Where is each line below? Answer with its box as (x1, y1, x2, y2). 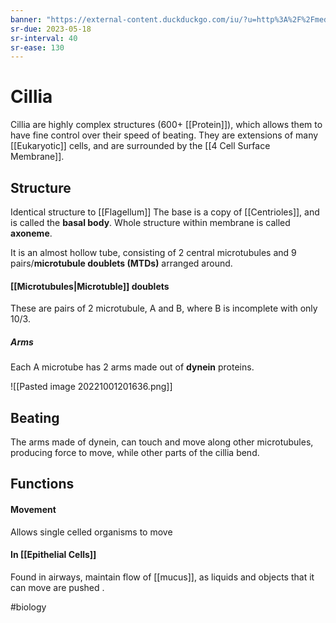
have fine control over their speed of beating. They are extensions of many (10, 129, 319, 141)
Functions (10, 476, 75, 493)
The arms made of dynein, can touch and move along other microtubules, (10, 436, 314, 448)
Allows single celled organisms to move (10, 526, 173, 538)
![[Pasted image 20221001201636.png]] (10, 381, 173, 393)
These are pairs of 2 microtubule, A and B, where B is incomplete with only (10, 302, 318, 315)
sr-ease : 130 (10, 42, 65, 53)
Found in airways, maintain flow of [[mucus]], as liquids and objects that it (10, 571, 315, 583)
